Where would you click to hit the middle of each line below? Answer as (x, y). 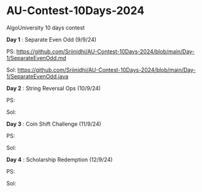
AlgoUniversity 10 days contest (45, 28)
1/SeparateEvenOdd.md (36, 58)
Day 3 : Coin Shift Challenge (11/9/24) (54, 124)
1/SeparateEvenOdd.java (37, 76)
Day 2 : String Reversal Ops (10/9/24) (54, 88)
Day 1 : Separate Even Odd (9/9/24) (52, 39)
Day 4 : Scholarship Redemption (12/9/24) (60, 159)
